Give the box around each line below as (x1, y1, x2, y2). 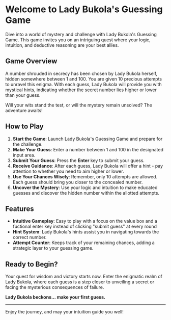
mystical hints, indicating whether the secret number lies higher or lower (5, 87, 157, 93)
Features (5, 204, 34, 213)
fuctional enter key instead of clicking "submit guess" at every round (12, 223, 157, 230)
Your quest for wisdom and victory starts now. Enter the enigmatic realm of (5, 274, 163, 280)
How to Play (5, 122, 44, 131)
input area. (12, 152, 36, 158)
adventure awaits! (5, 107, 43, 113)
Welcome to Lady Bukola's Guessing (5, 4, 163, 15)
